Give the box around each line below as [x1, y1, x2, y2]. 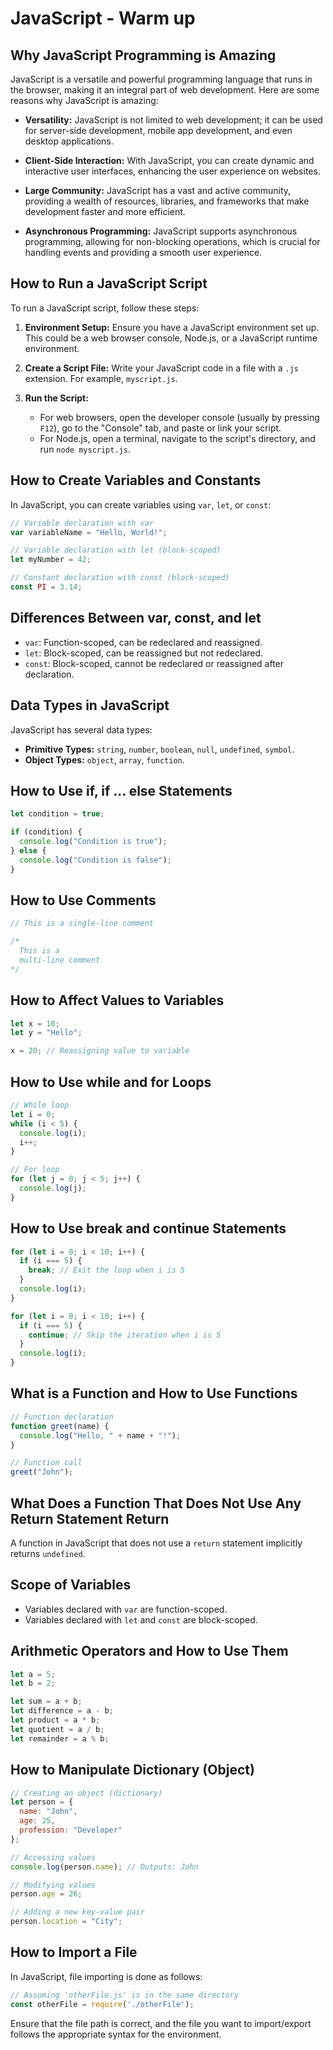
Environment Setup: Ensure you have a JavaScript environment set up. [24, 321, 320, 333]
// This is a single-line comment [10, 918, 155, 929]
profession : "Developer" [19, 1825, 123, 1835]
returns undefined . [10, 1547, 86, 1559]
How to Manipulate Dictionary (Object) [10, 1762, 255, 1779]
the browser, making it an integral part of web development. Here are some [10, 84, 320, 96]
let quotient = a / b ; [10, 1724, 105, 1734]
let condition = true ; [10, 809, 105, 819]
